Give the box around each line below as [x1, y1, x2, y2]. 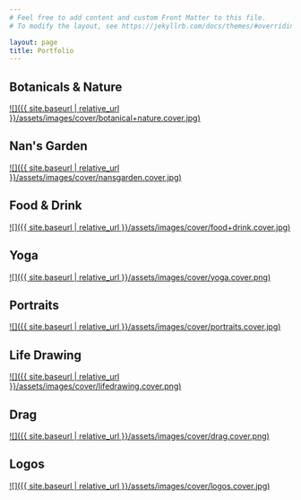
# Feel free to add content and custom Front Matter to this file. [9, 13, 267, 22]
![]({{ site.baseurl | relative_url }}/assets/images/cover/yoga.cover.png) [9, 271, 271, 283]
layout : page [9, 38, 58, 47]
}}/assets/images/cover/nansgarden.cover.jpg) [9, 171, 182, 182]
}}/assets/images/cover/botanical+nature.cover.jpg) [9, 113, 202, 124]
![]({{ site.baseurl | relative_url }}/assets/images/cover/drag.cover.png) [9, 430, 271, 441]
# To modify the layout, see [9, 22, 118, 31]
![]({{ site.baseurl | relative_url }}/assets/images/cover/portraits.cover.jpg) [9, 321, 281, 332]
